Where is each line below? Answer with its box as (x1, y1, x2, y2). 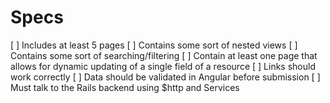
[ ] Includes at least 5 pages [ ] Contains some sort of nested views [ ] (10, 39, 298, 51)
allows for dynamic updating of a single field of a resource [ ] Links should (10, 60, 316, 72)
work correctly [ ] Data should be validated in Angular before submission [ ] (10, 71, 321, 83)
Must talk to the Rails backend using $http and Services (10, 81, 240, 93)
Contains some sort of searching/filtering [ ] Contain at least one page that (10, 49, 318, 61)
